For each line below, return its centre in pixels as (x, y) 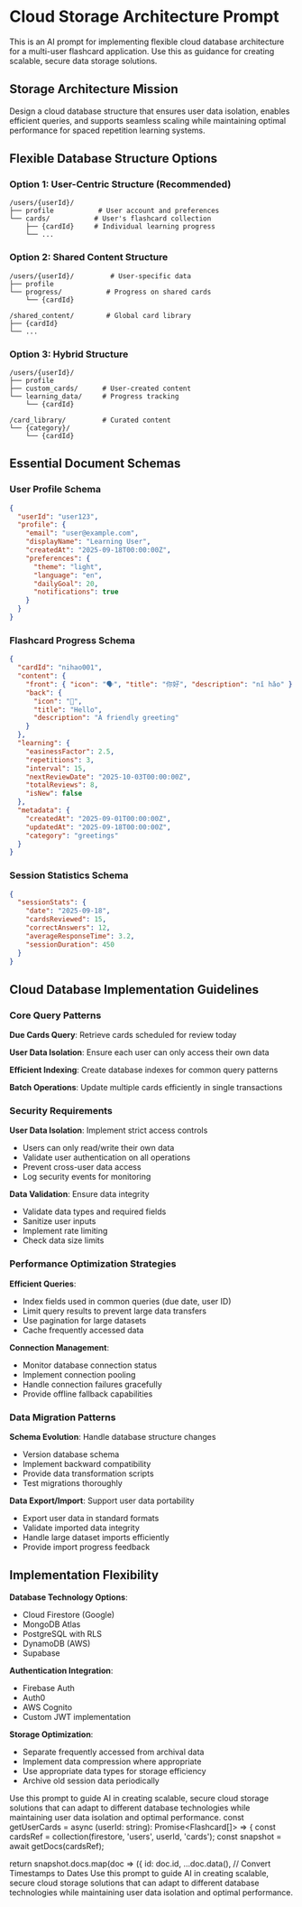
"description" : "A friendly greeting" (106, 718)
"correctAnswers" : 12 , (68, 928)
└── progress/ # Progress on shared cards (110, 292)
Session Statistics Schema (69, 875)
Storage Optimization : (51, 1734)
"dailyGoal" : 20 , (66, 584)
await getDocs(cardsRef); (57, 1846)
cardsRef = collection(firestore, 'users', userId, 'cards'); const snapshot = (146, 1837)
